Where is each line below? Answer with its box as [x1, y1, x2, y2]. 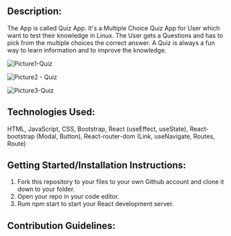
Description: [7, 6, 62, 17]
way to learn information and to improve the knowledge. [7, 46, 167, 54]
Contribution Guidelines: [7, 219, 116, 231]
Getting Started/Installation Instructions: [7, 159, 187, 172]
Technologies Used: [7, 107, 95, 118]
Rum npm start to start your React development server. [17, 200, 174, 208]
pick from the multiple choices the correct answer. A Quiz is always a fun [7, 38, 216, 47]
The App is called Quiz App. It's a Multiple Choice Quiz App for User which [7, 24, 220, 32]
